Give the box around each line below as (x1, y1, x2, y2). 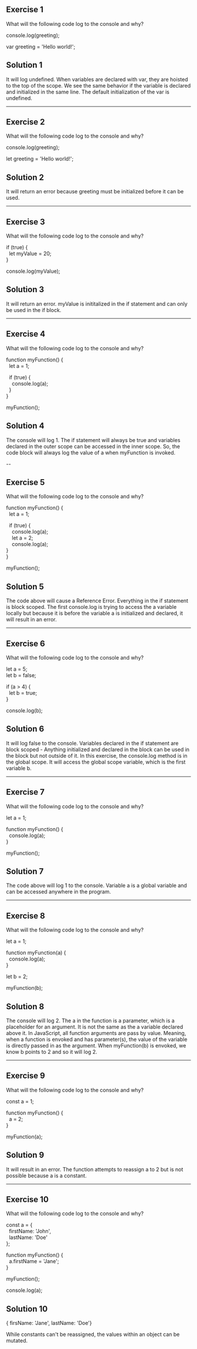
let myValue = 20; (8, 250, 52, 257)
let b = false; (6, 671, 36, 678)
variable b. (6, 764, 32, 772)
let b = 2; (6, 973, 28, 980)
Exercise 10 (6, 1194, 49, 1204)
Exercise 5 (6, 477, 45, 487)
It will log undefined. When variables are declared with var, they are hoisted (6, 76, 188, 83)
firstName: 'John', (8, 1228, 52, 1235)
